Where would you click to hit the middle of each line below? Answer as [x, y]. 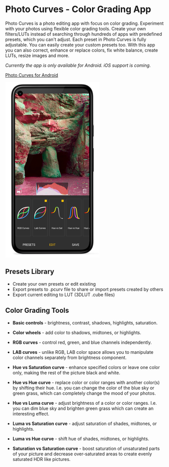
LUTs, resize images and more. [37, 55]
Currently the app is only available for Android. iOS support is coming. [78, 65]
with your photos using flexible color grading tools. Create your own [76, 28]
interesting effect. [31, 413]
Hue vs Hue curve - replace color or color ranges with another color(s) [86, 382]
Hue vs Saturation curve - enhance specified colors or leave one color [86, 367]
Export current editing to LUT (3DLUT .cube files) [64, 295]
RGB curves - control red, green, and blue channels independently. [82, 342]
